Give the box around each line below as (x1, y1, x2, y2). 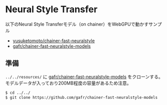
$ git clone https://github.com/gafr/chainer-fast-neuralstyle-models (5, 95, 158, 100)
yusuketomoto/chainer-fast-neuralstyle (12, 37, 95, 44)
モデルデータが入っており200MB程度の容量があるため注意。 (5, 80, 131, 86)
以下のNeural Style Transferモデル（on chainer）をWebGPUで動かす (5, 21, 149, 27)
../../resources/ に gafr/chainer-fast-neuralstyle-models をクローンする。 (5, 73, 163, 80)
